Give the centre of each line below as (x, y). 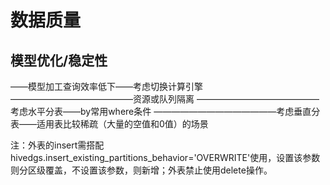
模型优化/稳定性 (59, 60)
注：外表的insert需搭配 (57, 145)
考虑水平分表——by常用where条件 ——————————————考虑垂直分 (165, 111)
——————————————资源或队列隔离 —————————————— (165, 99)
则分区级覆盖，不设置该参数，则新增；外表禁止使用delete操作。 (141, 170)
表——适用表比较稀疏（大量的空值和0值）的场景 (109, 124)
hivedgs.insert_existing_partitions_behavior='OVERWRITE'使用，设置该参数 (165, 157)
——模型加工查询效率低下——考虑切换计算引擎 (106, 86)
